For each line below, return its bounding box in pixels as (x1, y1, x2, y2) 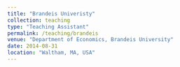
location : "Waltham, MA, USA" (7, 50, 96, 57)
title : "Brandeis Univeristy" (7, 10, 96, 17)
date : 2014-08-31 (7, 43, 58, 50)
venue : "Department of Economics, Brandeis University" (7, 36, 174, 43)
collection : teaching (7, 17, 71, 24)
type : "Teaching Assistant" (7, 23, 90, 30)
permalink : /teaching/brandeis (7, 29, 99, 37)
